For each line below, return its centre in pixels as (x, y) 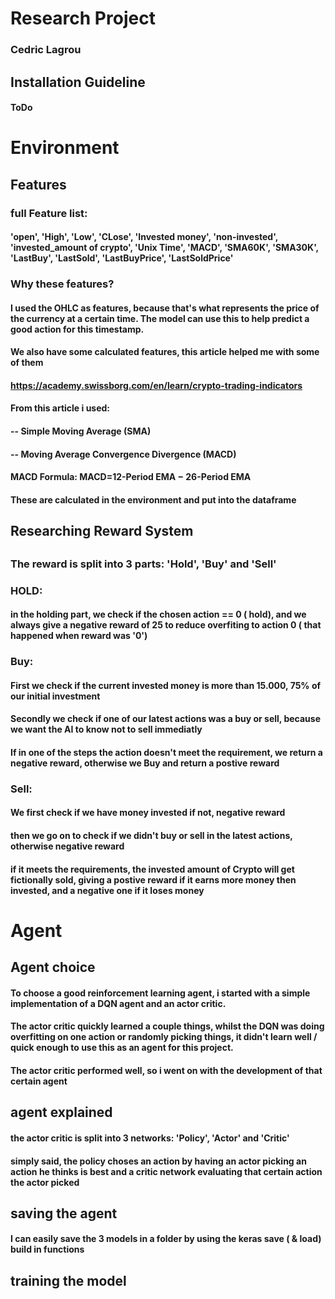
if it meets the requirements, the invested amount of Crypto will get (152, 869)
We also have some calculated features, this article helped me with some (165, 352)
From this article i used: (60, 408)
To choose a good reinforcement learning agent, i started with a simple (160, 993)
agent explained (61, 1112)
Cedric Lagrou (46, 50)
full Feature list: (49, 213)
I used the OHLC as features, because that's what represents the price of (165, 308)
